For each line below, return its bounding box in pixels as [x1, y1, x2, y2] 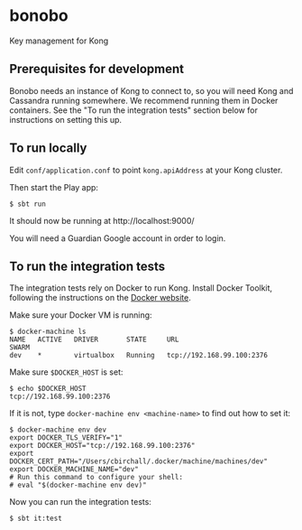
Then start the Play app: [9, 181, 99, 192]
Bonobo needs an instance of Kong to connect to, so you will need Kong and [9, 85, 294, 96]
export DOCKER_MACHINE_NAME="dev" [9, 465, 140, 474]
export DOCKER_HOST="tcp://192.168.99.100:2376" [9, 442, 196, 451]
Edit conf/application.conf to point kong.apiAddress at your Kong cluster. [9, 164, 283, 175]
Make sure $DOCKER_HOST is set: [9, 367, 124, 377]
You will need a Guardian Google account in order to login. [9, 232, 226, 244]
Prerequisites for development [9, 61, 185, 77]
